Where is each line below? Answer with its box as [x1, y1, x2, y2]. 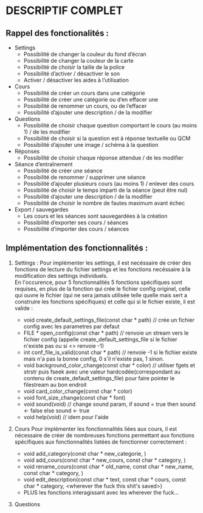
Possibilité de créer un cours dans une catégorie [23, 90, 145, 96]
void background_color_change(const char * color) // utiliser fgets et [23, 361, 196, 369]
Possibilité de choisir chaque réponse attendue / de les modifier [23, 154, 184, 161]
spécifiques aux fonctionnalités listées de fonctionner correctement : [14, 438, 187, 445]
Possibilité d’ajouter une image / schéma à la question [23, 141, 159, 148]
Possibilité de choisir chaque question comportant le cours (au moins [23, 122, 198, 129]
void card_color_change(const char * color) [23, 387, 132, 395]
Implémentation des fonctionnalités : [5, 243, 148, 253]
